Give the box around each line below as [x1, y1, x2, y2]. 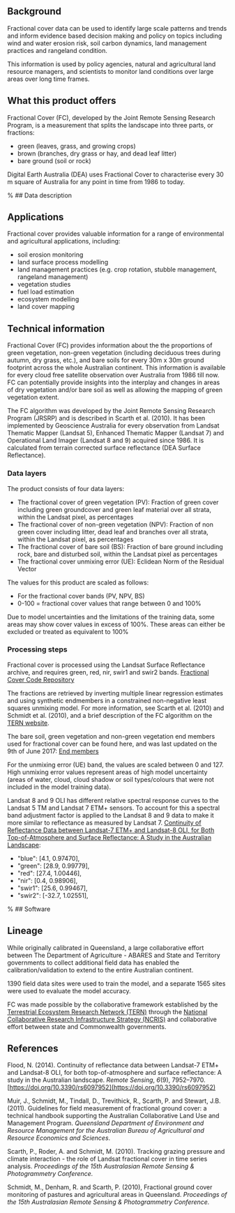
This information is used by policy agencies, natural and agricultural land [7, 59, 216, 68]
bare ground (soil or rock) [17, 156, 92, 165]
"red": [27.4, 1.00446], [17, 868, 82, 877]
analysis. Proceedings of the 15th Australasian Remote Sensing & [7, 1162, 195, 1170]
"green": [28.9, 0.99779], [17, 861, 90, 870]
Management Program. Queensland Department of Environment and [7, 1119, 204, 1127]
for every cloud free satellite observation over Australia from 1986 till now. [7, 371, 220, 379]
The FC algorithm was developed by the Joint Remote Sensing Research [7, 407, 215, 415]
